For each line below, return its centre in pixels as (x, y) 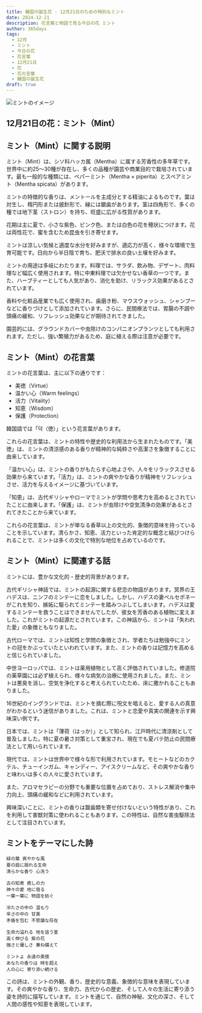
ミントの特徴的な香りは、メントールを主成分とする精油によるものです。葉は (101, 197)
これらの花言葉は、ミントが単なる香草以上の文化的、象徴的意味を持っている (101, 525)
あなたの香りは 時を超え (32, 963)
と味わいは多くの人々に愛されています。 (56, 774)
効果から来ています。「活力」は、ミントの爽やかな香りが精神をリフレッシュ (99, 477)
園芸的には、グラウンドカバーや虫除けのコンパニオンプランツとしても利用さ (101, 329)
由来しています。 (27, 456)
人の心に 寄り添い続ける (32, 969)
